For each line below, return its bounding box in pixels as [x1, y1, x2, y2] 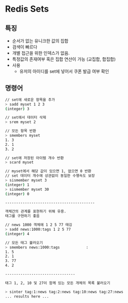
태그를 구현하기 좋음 [5, 214, 40, 219]
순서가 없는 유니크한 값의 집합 [12, 38, 68, 43]
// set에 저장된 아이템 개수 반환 [5, 155, 64, 161]
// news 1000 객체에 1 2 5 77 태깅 [5, 222, 72, 227]
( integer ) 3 [5, 106, 29, 111]
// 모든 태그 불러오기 [5, 240, 43, 245]
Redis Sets [5, 3, 49, 15]
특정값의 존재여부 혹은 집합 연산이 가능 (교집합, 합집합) [12, 56, 116, 62]
